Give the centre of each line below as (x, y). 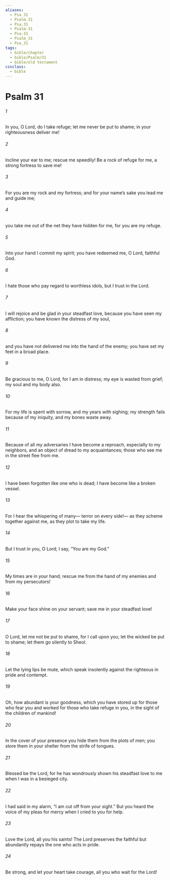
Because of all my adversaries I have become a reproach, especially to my (83, 445)
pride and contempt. (27, 675)
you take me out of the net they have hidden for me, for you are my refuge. (83, 225)
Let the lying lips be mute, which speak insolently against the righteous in (82, 669)
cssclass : (16, 67)
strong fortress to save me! (33, 165)
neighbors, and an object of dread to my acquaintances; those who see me (84, 450)
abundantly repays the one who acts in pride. (53, 844)
